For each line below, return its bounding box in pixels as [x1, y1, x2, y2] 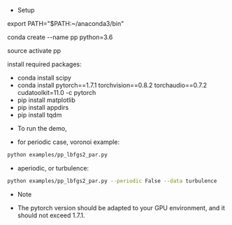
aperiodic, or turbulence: [17, 164, 89, 172]
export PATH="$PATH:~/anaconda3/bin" [7, 20, 124, 27]
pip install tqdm [17, 111, 62, 119]
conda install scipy [17, 73, 72, 82]
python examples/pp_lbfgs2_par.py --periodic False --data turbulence [7, 177, 217, 184]
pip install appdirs [17, 103, 69, 111]
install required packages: [7, 60, 82, 68]
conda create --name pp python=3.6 [7, 33, 113, 41]
